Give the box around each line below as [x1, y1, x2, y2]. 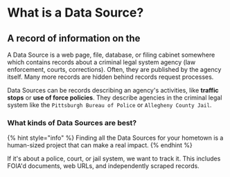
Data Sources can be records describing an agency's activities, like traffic [7, 86, 220, 94]
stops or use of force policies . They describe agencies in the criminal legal [7, 93, 222, 102]
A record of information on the [7, 32, 141, 44]
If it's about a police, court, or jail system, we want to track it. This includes [7, 154, 221, 163]
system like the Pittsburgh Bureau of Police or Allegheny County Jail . [7, 101, 212, 109]
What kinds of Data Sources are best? [7, 118, 137, 127]
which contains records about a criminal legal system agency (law [7, 58, 196, 66]
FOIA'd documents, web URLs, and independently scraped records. [7, 162, 200, 170]
